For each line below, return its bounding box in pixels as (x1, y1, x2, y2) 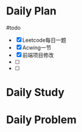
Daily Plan (6, 4, 56, 18)
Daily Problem (6, 113, 77, 127)
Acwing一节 (22, 44, 52, 51)
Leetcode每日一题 (22, 36, 67, 43)
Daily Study (6, 86, 65, 100)
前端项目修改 (22, 51, 54, 58)
